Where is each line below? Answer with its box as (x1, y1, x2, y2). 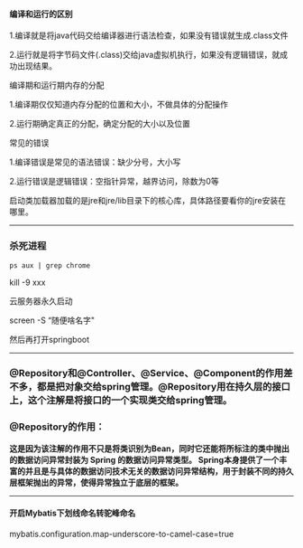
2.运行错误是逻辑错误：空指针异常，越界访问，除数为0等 (9, 176, 219, 187)
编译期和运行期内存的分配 (9, 80, 105, 90)
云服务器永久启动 (9, 295, 73, 307)
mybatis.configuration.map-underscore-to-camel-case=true (9, 528, 234, 539)
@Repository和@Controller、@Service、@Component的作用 (9, 367, 284, 380)
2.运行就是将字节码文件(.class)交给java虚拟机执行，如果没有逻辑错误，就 (9, 50, 280, 61)
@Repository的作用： (9, 420, 106, 433)
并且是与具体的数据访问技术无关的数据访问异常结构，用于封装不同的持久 (24, 466, 294, 477)
